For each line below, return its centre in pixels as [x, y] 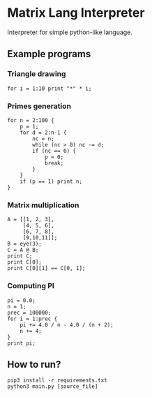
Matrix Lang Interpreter [76, 13]
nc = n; [43, 138]
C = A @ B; [23, 250]
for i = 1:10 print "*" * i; [50, 89]
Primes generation [39, 106]
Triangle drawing [37, 74]
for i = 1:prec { [32, 319]
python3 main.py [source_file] [53, 387]
